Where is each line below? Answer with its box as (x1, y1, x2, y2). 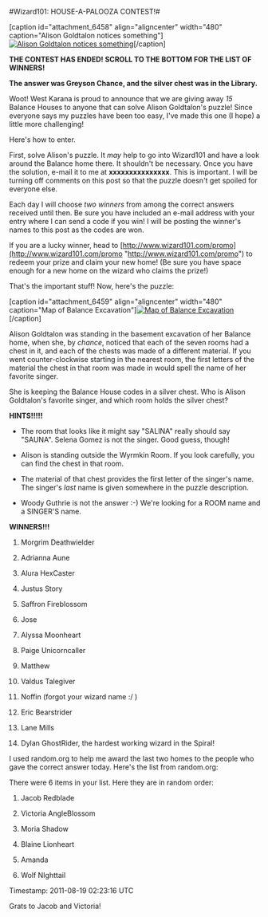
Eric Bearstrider (20, 707, 73, 717)
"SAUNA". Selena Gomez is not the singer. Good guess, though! (20, 435, 231, 444)
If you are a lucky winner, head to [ (9, 241, 123, 250)
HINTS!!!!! (9, 411, 43, 420)
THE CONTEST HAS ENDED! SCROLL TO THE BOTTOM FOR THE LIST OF (9, 55, 252, 64)
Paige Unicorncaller (20, 646, 86, 655)
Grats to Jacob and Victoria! (9, 901, 102, 911)
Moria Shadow (20, 825, 69, 833)
